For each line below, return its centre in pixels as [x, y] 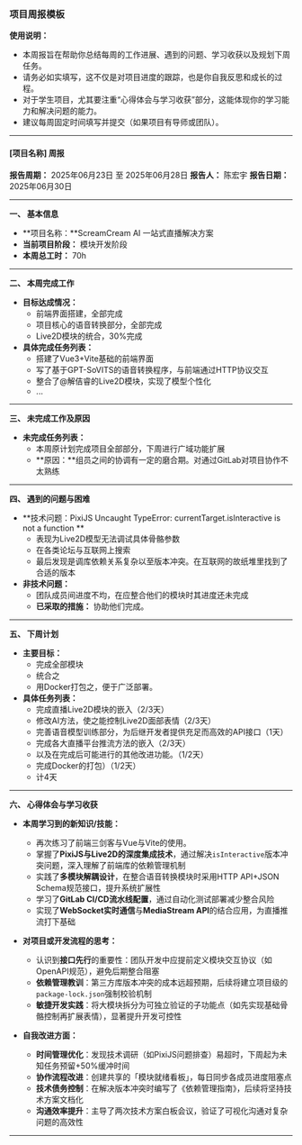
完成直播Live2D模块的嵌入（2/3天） [102, 709]
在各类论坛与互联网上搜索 [83, 550]
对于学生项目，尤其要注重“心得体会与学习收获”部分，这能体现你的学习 [152, 100]
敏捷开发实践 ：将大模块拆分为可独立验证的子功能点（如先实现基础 [158, 1004]
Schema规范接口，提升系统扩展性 [98, 887]
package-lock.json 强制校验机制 [94, 994]
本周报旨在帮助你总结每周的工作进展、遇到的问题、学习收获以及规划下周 [156, 55]
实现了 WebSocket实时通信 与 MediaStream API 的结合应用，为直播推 [162, 910]
